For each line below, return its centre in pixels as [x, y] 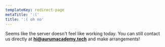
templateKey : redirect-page [35, 10]
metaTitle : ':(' [22, 15]
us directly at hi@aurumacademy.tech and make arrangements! [73, 39]
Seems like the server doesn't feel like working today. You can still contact [83, 34]
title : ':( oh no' [25, 19]
